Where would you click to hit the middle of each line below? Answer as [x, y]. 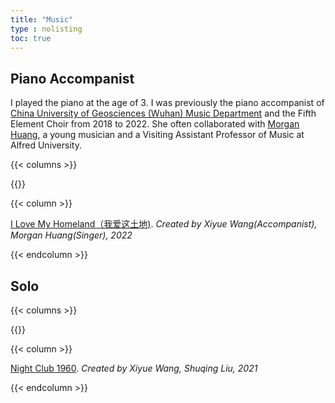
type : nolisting [46, 29]
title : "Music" [42, 19]
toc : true [31, 38]
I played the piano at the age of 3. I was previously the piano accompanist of [167, 103]
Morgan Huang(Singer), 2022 [71, 235]
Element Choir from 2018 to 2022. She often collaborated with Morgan [155, 124]
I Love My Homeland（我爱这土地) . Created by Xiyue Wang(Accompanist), [164, 224]
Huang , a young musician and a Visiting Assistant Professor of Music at [157, 135]
